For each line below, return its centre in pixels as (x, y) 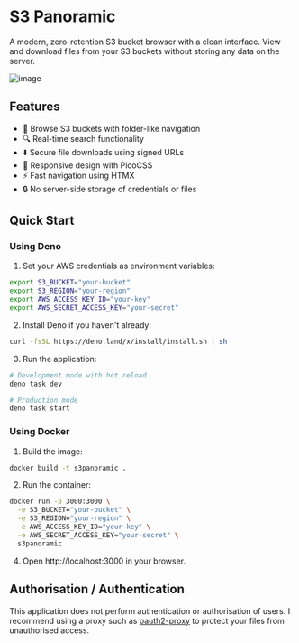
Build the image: (52, 451)
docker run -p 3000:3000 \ (60, 502)
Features (35, 107)
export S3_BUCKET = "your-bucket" (70, 283)
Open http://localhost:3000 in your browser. (104, 561)
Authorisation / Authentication (97, 589)
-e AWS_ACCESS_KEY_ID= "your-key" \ (84, 527)
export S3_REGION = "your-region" (70, 291)
